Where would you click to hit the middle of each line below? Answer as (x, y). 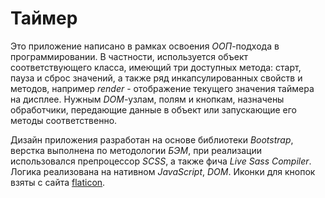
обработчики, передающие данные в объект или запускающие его (153, 109)
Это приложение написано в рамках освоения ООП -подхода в (145, 46)
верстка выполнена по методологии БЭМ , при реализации (136, 150)
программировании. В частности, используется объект (129, 56)
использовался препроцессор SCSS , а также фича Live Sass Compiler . (161, 161)
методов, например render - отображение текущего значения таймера (162, 88)
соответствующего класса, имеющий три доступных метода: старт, (156, 67)
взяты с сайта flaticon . (58, 182)
